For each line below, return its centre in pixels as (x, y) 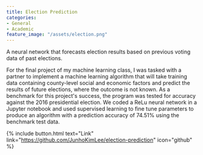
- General (19, 23)
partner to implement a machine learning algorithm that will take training (97, 77)
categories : (21, 18)
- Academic (20, 29)
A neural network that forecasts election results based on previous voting (98, 52)
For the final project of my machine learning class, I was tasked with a (94, 70)
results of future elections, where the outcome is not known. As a (88, 89)
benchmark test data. (33, 122)
